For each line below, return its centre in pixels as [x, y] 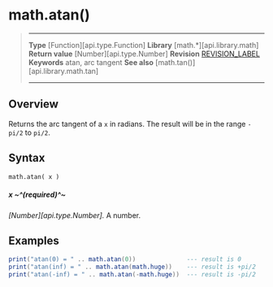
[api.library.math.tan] [63, 71]
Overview [34, 104]
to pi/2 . [38, 133]
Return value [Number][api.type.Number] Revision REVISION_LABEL [144, 54]
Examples [34, 240]
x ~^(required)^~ [37, 195]
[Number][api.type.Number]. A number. [75, 215]
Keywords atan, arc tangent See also [91, 62]
